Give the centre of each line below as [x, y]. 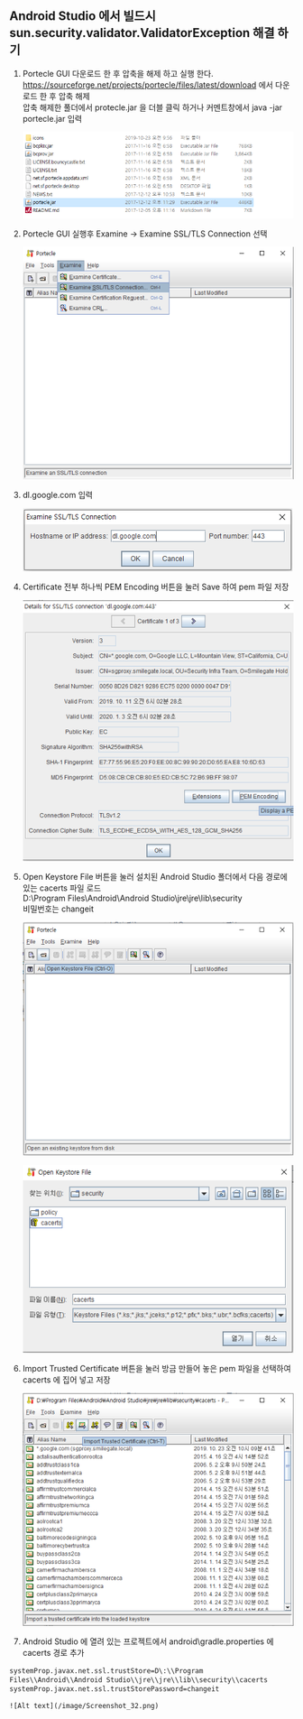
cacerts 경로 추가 [53, 1653]
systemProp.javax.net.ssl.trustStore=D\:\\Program [106, 1671]
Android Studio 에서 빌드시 [83, 16]
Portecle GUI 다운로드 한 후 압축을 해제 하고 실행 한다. [118, 73]
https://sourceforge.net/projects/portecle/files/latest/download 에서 [147, 85]
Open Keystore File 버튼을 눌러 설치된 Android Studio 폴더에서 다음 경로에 [155, 877]
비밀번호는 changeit [58, 909]
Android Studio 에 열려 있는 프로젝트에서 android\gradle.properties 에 [148, 1641]
